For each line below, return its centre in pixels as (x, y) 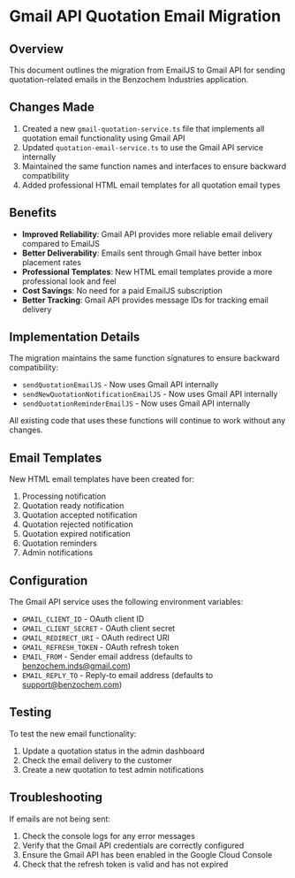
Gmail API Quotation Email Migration (145, 16)
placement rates (52, 262)
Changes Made (52, 107)
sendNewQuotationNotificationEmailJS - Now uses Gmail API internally (150, 394)
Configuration (49, 580)
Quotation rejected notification (77, 524)
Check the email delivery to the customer (97, 760)
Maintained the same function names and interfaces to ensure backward (154, 166)
